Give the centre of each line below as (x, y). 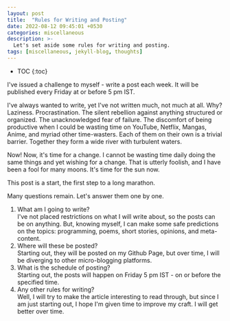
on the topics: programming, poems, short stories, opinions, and (108, 231)
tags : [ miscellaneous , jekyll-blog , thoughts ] (75, 52)
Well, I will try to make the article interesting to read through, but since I (118, 296)
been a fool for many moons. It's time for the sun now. (83, 169)
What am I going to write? (53, 209)
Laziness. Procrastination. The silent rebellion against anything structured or (115, 112)
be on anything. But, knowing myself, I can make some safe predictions (118, 224)
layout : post (26, 13)
